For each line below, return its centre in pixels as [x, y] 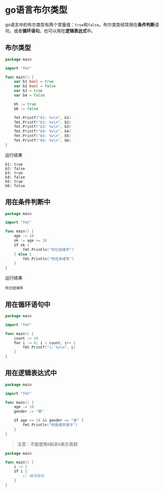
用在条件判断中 [28, 202]
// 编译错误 [33, 476]
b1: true [14, 164]
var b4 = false [29, 95]
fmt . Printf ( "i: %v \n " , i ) [49, 347]
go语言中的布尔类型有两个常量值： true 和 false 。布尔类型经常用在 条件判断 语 [82, 25]
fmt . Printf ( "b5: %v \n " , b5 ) [42, 136]
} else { [23, 254]
